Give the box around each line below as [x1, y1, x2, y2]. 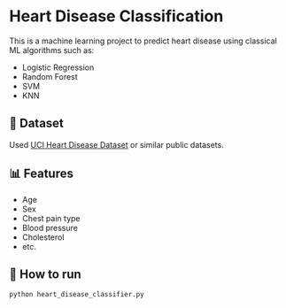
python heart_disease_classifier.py [9, 290, 144, 299]
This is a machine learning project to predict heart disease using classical [9, 35, 277, 46]
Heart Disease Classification [9, 6, 224, 27]
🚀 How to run [9, 266, 81, 281]
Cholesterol [21, 232, 65, 243]
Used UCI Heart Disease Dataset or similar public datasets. [9, 139, 224, 150]
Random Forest [21, 71, 78, 81]
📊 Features [9, 166, 73, 181]
